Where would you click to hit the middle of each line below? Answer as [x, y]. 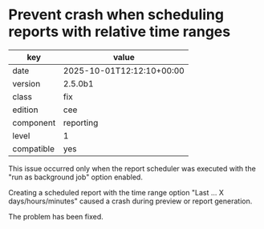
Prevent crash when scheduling [116, 15]
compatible [33, 148]
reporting [81, 123]
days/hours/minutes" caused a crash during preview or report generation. [130, 201]
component [34, 123]
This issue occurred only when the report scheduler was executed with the [132, 168]
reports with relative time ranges [120, 32]
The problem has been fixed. [56, 216]
